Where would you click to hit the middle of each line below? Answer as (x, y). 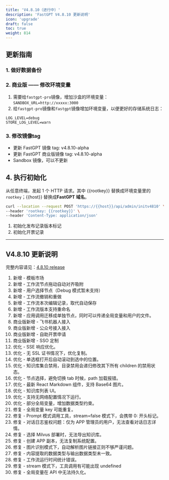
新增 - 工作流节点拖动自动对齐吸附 (48, 284)
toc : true (16, 29)
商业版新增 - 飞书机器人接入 (42, 322)
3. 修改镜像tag (23, 136)
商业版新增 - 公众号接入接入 (42, 328)
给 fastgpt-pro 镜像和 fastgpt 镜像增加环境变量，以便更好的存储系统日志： (88, 108)
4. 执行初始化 (26, 178)
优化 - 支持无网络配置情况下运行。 (48, 397)
